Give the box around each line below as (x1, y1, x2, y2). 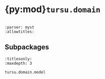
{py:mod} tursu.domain (5, 4, 100, 15)
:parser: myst (5, 24, 35, 30)
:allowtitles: (5, 29, 35, 34)
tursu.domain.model (5, 69, 46, 74)
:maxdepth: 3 (5, 61, 32, 66)
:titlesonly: (5, 56, 32, 61)
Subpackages (5, 43, 49, 52)
